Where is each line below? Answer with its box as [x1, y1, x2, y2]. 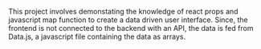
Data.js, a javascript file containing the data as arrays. [8, 32, 186, 41]
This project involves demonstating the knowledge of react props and [8, 7, 239, 16]
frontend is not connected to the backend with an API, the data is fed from [8, 24, 254, 32]
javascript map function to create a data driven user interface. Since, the [8, 15, 248, 24]
